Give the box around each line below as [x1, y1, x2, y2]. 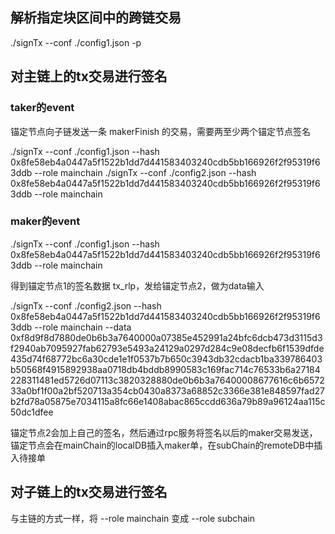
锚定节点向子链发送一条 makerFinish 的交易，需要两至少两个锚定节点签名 [10, 125, 312, 137]
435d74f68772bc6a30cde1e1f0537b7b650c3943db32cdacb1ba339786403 [10, 353, 323, 365]
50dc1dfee [10, 406, 54, 418]
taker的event [10, 101, 75, 115]
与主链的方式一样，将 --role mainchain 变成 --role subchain [10, 512, 256, 524]
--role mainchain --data [34, 321, 132, 333]
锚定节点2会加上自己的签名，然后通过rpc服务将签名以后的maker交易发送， [10, 426, 318, 438]
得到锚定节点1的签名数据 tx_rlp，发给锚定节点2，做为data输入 [10, 279, 265, 292]
